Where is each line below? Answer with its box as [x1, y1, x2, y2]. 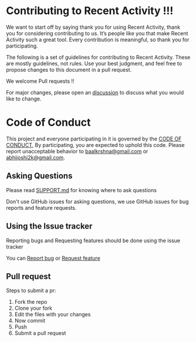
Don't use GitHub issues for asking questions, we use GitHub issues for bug [6, 198, 189, 205]
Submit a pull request [14, 330, 66, 337]
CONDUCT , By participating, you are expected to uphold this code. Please [6, 141, 185, 148]
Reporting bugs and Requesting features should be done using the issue [6, 237, 180, 244]
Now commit [14, 317, 46, 324]
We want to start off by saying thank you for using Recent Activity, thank [6, 24, 180, 31]
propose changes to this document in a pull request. [6, 66, 132, 73]
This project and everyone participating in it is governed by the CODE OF [6, 135, 182, 142]
